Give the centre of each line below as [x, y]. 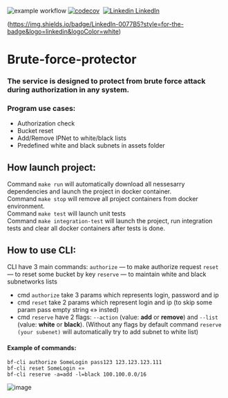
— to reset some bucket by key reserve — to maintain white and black [107, 275]
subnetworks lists [32, 282]
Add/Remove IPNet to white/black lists [72, 138]
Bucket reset [35, 131]
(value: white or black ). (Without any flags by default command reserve [120, 325]
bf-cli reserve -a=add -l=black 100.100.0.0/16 [77, 374]
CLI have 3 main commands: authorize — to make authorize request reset [113, 267]
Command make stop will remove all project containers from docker [103, 199]
